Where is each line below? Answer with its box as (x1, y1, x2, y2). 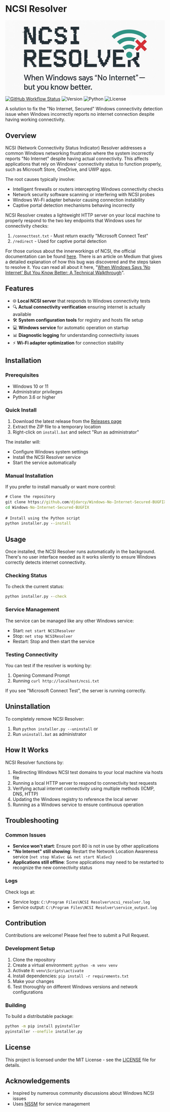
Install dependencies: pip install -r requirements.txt (12, 973, 129, 979)
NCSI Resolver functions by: (5, 759, 64, 765)
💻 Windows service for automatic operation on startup (12, 324, 129, 330)
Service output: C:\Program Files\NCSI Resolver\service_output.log (12, 904, 157, 910)
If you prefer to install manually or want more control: (5, 484, 116, 490)
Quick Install (5, 407, 37, 414)
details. (5, 1062, 21, 1068)
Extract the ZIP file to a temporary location (12, 423, 101, 429)
